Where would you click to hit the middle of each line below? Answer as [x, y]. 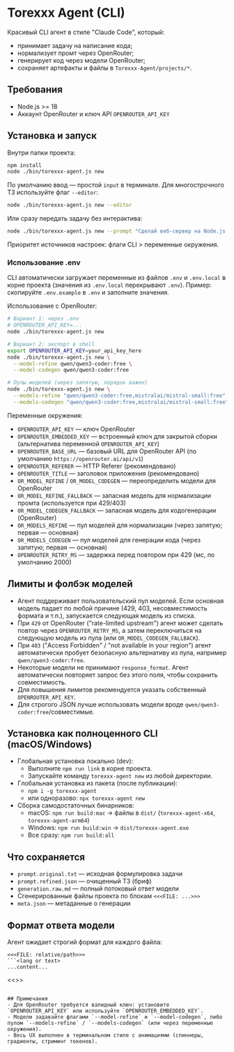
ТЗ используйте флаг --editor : [53, 192]
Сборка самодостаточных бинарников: [76, 806]
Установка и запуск [52, 136]
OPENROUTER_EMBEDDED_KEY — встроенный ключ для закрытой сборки [117, 436]
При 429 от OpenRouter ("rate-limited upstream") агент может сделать [120, 623]
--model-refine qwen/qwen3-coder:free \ [73, 363]
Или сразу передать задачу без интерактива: [75, 219]
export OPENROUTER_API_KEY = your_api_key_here [74, 351]
